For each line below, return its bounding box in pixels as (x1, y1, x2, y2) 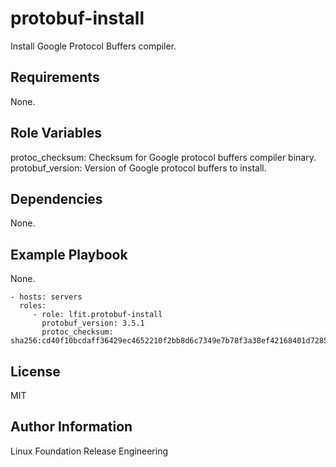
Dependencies (10, 190, 103, 207)
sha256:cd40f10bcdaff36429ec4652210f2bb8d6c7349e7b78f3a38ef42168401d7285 (10, 336, 329, 346)
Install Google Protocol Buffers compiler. (10, 40, 177, 52)
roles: (19, 301, 47, 311)
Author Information (10, 418, 133, 436)
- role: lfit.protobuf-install (32, 310, 163, 320)
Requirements (10, 69, 100, 86)
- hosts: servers (10, 292, 83, 302)
